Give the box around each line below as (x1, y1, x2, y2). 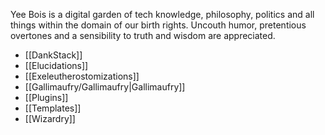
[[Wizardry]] (24, 113, 76, 124)
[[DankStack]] (24, 49, 83, 61)
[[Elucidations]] (24, 60, 89, 71)
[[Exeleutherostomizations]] (24, 70, 140, 82)
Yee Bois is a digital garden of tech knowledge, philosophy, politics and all (10, 9, 315, 20)
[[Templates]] (24, 102, 82, 114)
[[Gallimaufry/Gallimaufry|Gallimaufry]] (24, 81, 186, 93)
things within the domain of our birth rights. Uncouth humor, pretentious (10, 19, 307, 31)
